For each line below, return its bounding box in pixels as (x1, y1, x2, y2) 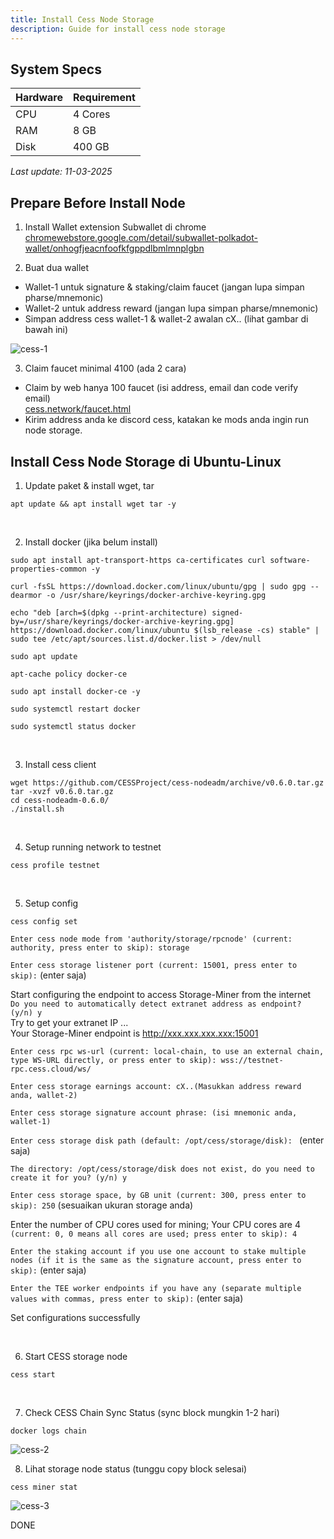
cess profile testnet (10, 860, 101, 870)
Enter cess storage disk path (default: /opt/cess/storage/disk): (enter (10, 1134, 325, 1146)
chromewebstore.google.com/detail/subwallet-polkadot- (24, 232, 259, 244)
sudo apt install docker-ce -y (10, 686, 141, 696)
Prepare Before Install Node (10, 194, 186, 211)
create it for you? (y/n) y (10, 1172, 128, 1183)
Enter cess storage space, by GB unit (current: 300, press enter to (10, 1190, 307, 1200)
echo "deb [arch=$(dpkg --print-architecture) (10, 607, 208, 618)
